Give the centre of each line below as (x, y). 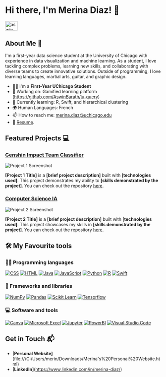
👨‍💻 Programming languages (39, 262)
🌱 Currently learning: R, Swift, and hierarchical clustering (70, 102)
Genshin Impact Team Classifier (45, 155)
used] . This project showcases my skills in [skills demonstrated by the (78, 224)
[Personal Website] (32, 353)
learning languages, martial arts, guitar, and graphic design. (66, 76)
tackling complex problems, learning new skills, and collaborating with (77, 66)
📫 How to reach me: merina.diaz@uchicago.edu (62, 115)
